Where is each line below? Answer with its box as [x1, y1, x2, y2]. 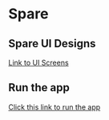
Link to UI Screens [8, 58, 70, 67]
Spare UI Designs [8, 37, 96, 50]
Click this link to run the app [8, 102, 101, 112]
